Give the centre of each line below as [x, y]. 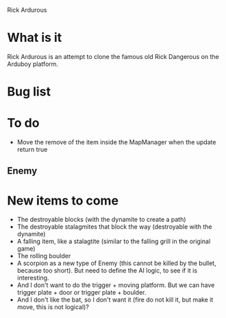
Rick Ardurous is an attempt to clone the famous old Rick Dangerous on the [113, 56]
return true [32, 150]
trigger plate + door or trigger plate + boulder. [81, 293]
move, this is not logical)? [53, 307]
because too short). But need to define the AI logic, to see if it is [107, 271]
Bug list [29, 92]
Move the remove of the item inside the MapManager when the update [116, 142]
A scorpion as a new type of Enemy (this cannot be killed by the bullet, [117, 263]
